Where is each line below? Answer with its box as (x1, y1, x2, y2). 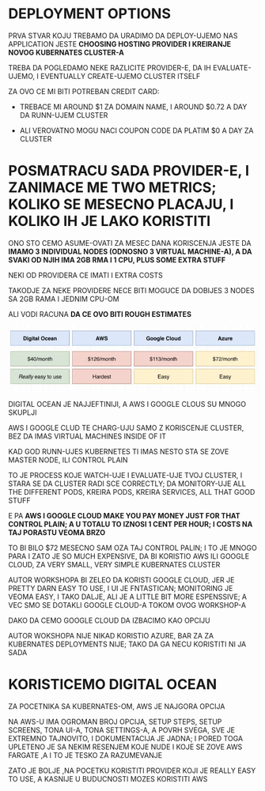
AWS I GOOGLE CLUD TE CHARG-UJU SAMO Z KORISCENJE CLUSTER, (8, 423, 244, 432)
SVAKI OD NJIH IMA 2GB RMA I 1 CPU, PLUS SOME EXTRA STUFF (8, 254, 226, 265)
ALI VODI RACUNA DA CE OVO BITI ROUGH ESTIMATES (8, 309, 192, 318)
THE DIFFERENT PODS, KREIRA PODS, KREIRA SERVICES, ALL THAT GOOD (8, 487, 256, 496)
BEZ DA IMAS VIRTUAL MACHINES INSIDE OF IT (8, 431, 166, 441)
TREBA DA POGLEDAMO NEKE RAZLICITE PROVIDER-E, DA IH (8, 62, 212, 72)
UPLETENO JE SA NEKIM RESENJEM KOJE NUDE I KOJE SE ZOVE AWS (8, 742, 243, 751)
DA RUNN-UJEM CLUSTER (19, 110, 108, 119)
